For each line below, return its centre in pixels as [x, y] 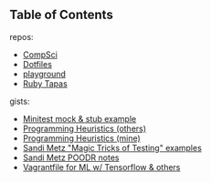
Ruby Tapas [45, 83]
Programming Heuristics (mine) [82, 138]
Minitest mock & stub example [79, 118]
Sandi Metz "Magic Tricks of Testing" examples [112, 147]
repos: [21, 36]
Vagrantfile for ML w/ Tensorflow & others [101, 167]
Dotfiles [37, 64]
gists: [20, 101]
